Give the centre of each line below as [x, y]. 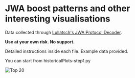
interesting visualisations [58, 19]
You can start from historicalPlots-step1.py [48, 60]
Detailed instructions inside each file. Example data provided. [67, 51]
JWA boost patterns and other [68, 9]
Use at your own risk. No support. [40, 41]
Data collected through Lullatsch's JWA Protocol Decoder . [64, 32]
